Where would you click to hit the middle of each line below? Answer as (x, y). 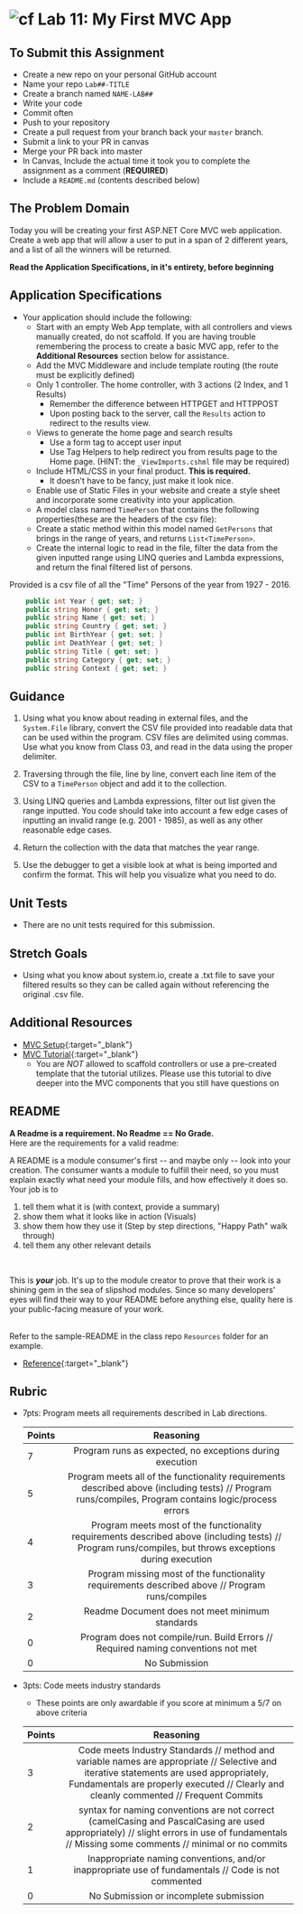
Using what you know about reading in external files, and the (135, 718)
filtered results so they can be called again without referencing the (146, 985)
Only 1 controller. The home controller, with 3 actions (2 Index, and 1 (162, 384)
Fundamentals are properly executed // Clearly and (177, 1784)
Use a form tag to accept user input (115, 442)
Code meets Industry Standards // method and (176, 1750)
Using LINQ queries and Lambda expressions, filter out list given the (149, 801)
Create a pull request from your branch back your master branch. (143, 132)
